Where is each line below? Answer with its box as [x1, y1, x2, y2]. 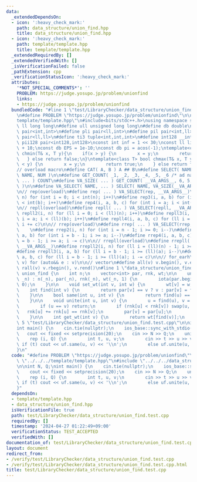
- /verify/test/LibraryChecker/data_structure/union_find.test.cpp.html [6, 461, 188, 467]
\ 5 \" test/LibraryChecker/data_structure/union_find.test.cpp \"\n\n [16, 319, 191, 326]
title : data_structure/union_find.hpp [16, 31, 111, 36]
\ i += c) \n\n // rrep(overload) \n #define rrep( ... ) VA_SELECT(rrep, [16, 221, 193, 227]
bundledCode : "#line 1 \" [11, 107, 75, 113]
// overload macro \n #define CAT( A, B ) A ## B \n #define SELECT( [16, 167, 180, 173]
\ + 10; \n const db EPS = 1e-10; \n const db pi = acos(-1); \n [16, 145, 167, 151]
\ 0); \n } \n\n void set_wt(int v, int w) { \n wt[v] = [16, 281, 185, 288]
